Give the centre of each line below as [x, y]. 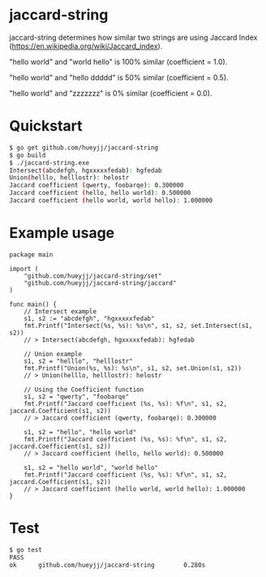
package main [31, 254]
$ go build [28, 155]
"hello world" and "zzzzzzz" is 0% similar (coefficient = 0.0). [111, 93]
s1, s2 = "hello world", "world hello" [91, 467]
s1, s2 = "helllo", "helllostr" [78, 361]
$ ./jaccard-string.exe [49, 163]
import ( [24, 269]
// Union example [53, 354]
